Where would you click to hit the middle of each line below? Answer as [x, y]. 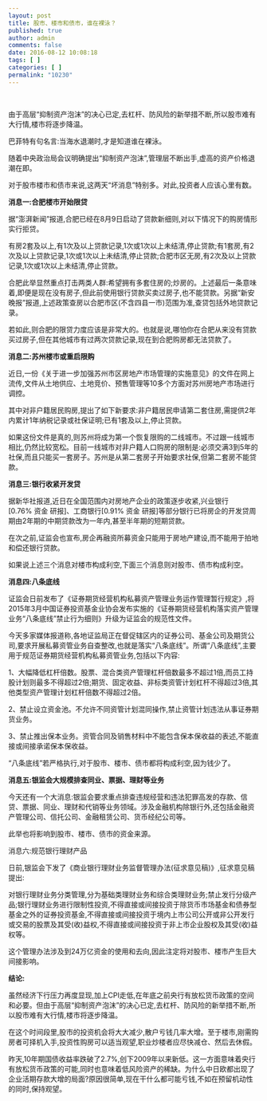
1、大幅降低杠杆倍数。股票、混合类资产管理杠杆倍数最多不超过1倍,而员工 [128, 672]
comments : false [35, 45]
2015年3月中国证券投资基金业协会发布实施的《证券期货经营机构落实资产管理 [133, 608]
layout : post [30, 16]
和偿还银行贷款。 [36, 548]
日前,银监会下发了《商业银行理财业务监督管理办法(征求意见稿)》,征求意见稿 [132, 867]
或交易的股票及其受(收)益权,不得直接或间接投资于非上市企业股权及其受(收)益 [133, 924]
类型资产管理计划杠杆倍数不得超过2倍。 [80, 692]
